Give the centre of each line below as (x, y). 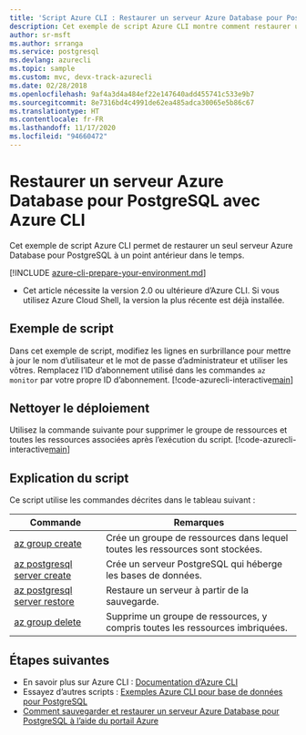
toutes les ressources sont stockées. (184, 549)
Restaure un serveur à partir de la (177, 590)
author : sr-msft (40, 35)
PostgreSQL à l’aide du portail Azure (91, 721)
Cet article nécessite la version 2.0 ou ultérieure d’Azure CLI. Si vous (151, 290)
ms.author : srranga (46, 43)
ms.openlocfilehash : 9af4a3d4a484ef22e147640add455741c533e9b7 (132, 94)
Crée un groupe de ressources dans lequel (197, 538)
